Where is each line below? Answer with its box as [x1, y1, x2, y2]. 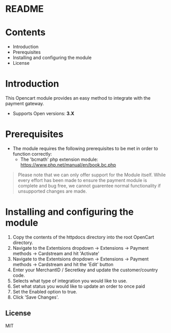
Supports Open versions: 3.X [12, 110, 75, 117]
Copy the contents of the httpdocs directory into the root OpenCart [12, 234, 155, 240]
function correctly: [12, 151, 52, 157]
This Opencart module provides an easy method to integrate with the [5, 95, 151, 101]
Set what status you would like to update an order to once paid [12, 283, 145, 289]
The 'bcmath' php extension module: [20, 156, 98, 162]
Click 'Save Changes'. [12, 294, 59, 300]
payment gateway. [5, 101, 45, 107]
